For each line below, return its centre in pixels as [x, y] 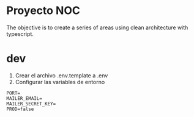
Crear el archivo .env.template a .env [62, 75]
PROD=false [20, 109]
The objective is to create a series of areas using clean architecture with [97, 27]
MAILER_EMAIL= [24, 98]
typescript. [20, 34]
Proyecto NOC [43, 11]
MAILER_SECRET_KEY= [31, 104]
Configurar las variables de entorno [60, 82]
